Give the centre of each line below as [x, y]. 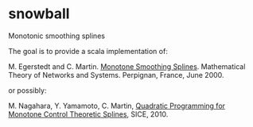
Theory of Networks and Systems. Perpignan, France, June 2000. [116, 75]
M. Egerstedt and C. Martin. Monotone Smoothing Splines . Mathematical [127, 66]
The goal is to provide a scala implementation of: [88, 51]
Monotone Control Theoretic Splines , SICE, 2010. [88, 114]
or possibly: [27, 90]
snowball [39, 14]
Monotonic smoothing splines [57, 36]
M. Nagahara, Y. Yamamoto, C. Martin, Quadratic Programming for [117, 106]
